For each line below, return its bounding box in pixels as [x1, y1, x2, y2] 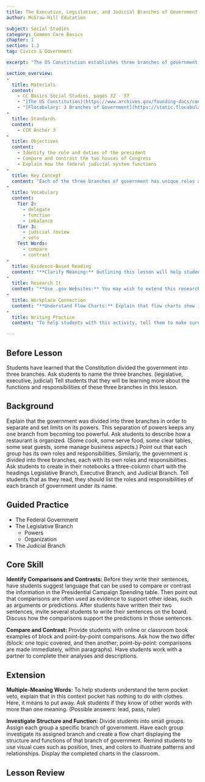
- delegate [22, 206, 51, 212]
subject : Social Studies [6, 26, 70, 32]
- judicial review [22, 229, 70, 235]
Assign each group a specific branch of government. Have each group [6, 724, 184, 731]
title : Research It [12, 280, 62, 287]
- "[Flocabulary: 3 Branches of [17, 104, 99, 110]
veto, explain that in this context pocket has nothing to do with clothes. [6, 693, 184, 700]
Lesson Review [6, 767, 65, 778]
